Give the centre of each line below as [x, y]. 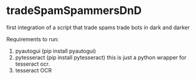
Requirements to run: [33, 39]
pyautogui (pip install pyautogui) [55, 51]
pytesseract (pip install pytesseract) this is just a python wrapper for [101, 57]
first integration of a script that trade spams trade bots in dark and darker [98, 27]
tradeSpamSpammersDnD [74, 11]
